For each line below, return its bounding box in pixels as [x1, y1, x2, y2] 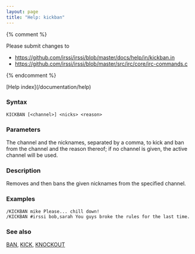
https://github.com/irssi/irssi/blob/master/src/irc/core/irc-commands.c [14, 60, 188, 67]
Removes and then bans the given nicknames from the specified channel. [6, 180, 186, 187]
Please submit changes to [6, 42, 70, 49]
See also [6, 227, 32, 236]
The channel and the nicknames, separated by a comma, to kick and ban [6, 139, 184, 146]
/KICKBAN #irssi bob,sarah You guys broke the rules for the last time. [6, 213, 190, 219]
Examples [6, 195, 36, 203]
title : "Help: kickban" [6, 14, 65, 20]
